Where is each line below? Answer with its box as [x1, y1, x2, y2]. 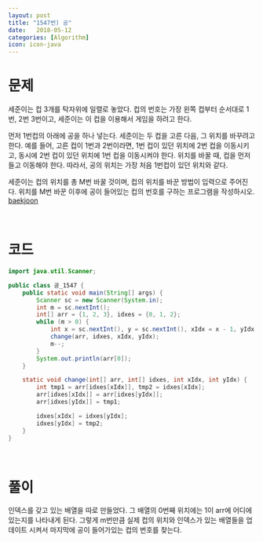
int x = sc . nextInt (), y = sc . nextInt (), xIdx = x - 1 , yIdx [49, 325, 255, 334]
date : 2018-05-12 [8, 26, 72, 34]
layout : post [8, 11, 51, 20]
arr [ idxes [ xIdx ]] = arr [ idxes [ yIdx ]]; [36, 390, 163, 399]
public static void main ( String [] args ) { [22, 288, 163, 297]
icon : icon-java [8, 41, 61, 49]
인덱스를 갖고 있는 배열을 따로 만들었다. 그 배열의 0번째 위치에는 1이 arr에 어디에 [8, 506, 253, 515]
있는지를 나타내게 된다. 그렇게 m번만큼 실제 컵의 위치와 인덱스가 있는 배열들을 [8, 515, 245, 525]
